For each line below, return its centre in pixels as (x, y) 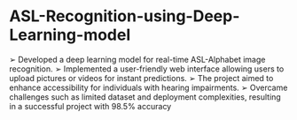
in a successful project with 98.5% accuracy (90, 106)
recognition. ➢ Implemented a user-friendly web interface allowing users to (147, 69)
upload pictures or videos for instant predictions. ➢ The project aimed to (141, 78)
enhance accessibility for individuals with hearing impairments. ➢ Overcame (148, 87)
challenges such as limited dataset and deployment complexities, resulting (145, 97)
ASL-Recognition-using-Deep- (125, 16)
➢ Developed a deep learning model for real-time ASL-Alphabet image (137, 59)
